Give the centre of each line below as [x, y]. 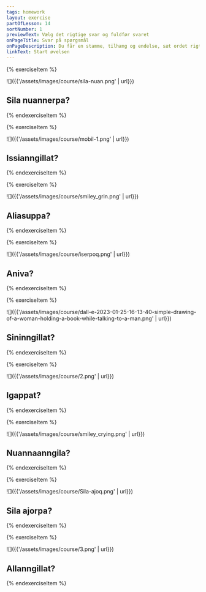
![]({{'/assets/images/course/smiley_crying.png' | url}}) [76, 434]
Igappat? [24, 395]
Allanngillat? [31, 568]
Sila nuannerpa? [38, 101]
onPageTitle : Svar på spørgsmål [48, 40]
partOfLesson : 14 [29, 23]
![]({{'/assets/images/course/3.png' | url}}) [60, 549]
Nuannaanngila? [38, 453]
